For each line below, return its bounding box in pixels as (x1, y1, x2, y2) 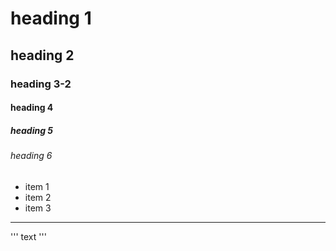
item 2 (24, 191, 52, 203)
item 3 (24, 202, 52, 214)
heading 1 (10, 7, 92, 30)
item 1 (24, 180, 50, 192)
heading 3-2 (10, 77, 72, 91)
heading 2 (10, 47, 75, 64)
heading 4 (10, 102, 54, 114)
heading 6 (10, 150, 53, 162)
